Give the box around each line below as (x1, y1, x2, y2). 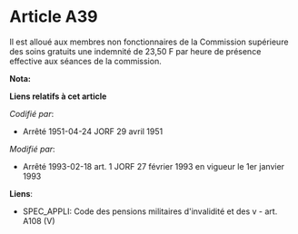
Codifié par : (9, 108, 55, 119)
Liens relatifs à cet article (9, 91, 107, 102)
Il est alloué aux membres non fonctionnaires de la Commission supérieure (9, 36, 289, 47)
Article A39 (9, 6, 98, 27)
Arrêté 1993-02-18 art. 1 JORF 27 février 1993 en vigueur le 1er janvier (22, 161, 284, 171)
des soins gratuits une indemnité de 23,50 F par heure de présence (9, 45, 262, 56)
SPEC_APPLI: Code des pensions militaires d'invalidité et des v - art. (22, 206, 278, 217)
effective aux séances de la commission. (9, 55, 162, 66)
